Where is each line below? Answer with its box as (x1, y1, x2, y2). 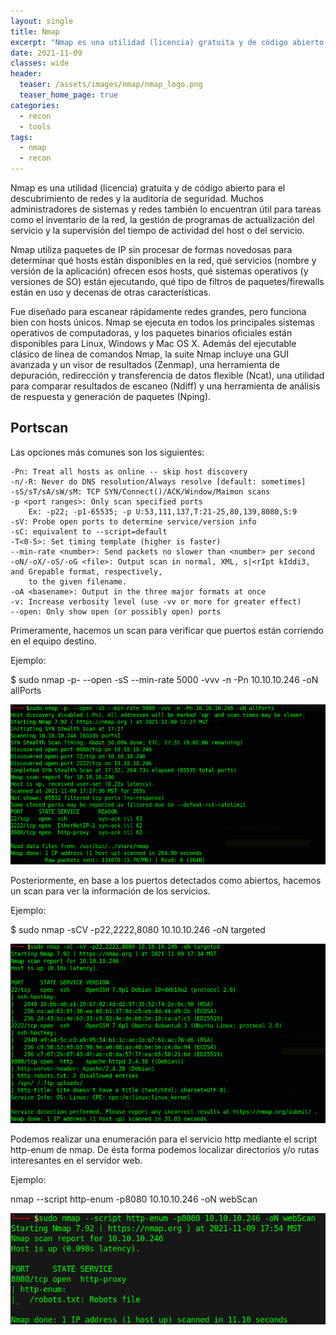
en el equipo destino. (10, 635, 97, 647)
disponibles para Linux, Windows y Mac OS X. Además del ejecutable (10, 338, 297, 349)
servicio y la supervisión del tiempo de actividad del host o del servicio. (10, 225, 305, 236)
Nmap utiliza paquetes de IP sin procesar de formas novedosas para (10, 244, 293, 255)
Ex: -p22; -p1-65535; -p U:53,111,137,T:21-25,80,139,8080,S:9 (28, 506, 298, 517)
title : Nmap (10, 26, 60, 37)
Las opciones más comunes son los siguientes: (10, 446, 205, 458)
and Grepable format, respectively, (10, 566, 163, 577)
